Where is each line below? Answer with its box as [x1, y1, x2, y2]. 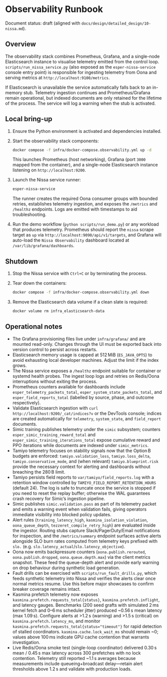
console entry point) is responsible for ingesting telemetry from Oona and [5, 69, 156, 75]
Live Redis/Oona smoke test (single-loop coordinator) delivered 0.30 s [12, 644, 157, 650]
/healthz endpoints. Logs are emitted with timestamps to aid [12, 206, 137, 212]
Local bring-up [5, 115, 52, 123]
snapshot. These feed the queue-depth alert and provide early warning [12, 559, 159, 565]
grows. [12, 362, 27, 368]
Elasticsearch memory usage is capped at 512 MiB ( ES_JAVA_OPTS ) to [12, 352, 152, 358]
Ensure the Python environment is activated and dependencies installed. [12, 128, 161, 134]
